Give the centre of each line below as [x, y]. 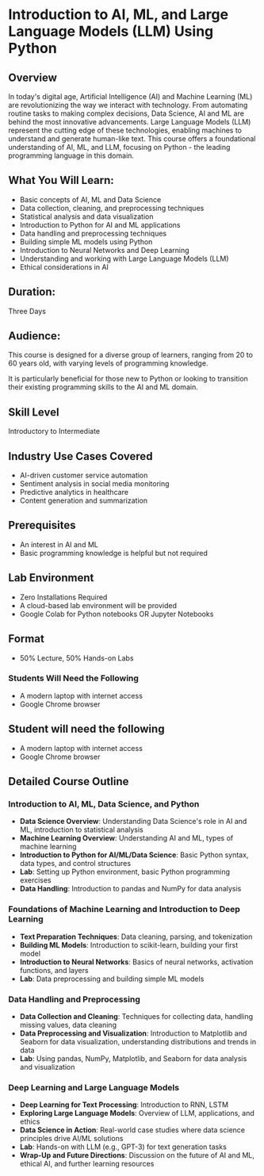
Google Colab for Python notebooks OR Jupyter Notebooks [117, 614]
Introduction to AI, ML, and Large [118, 15]
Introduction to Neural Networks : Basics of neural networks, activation [136, 962]
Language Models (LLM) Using [111, 31]
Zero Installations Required [63, 597]
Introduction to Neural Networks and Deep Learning [104, 250]
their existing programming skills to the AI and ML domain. [103, 387]
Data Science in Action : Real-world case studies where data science [132, 1130]
